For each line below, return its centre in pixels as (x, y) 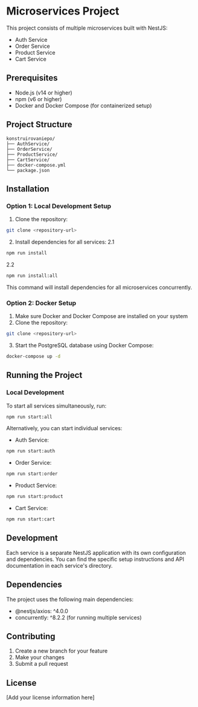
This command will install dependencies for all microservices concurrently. (99, 287)
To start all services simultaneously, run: (56, 406)
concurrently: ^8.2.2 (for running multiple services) (78, 617)
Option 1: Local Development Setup (59, 206)
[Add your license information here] (50, 697)
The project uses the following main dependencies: (70, 599)
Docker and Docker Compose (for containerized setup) (83, 105)
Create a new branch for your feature (61, 651)
